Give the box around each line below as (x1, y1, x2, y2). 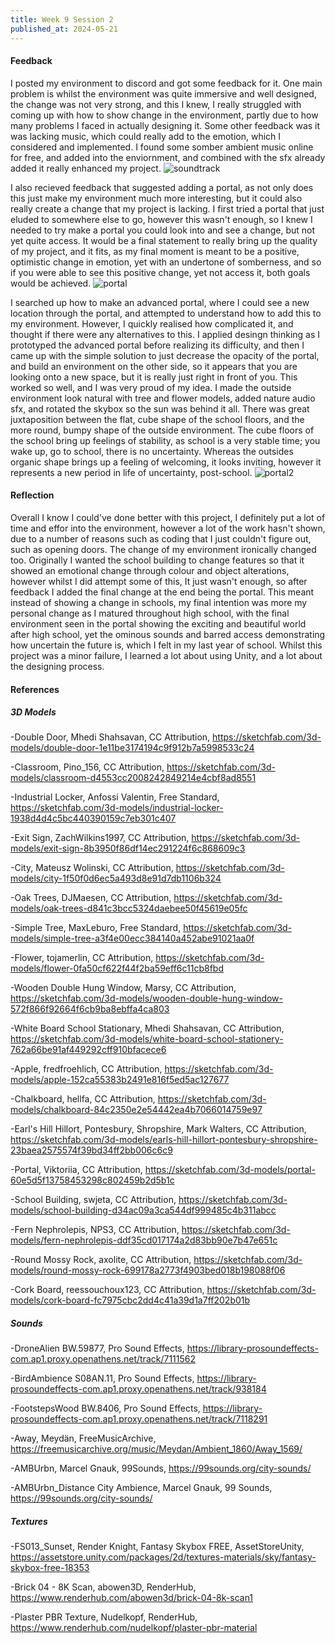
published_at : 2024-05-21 (10, 24, 118, 34)
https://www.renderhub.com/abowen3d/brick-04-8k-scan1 (10, 1592, 254, 1604)
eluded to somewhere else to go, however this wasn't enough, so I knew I (10, 213, 313, 225)
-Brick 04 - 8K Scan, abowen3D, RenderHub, (10, 1581, 197, 1593)
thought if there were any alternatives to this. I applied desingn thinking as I (10, 328, 321, 340)
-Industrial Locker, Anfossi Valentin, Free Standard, (10, 791, 220, 803)
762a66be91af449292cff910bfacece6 (10, 1044, 167, 1056)
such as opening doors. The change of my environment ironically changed (10, 543, 317, 555)
